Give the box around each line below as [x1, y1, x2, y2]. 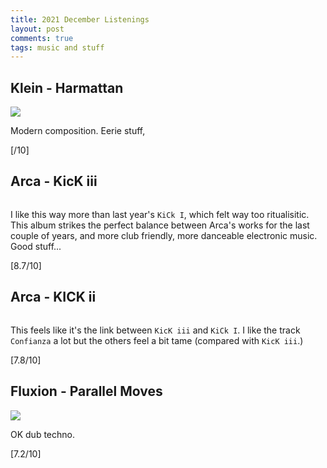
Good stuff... [10, 240, 62, 252]
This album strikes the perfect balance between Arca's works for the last [10, 219, 310, 231]
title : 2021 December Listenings [10, 14, 150, 25]
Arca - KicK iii [10, 173, 98, 190]
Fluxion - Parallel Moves [10, 383, 163, 400]
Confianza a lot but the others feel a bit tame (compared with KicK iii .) [10, 334, 304, 346]
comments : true [10, 33, 74, 43]
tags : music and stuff [10, 42, 105, 53]
